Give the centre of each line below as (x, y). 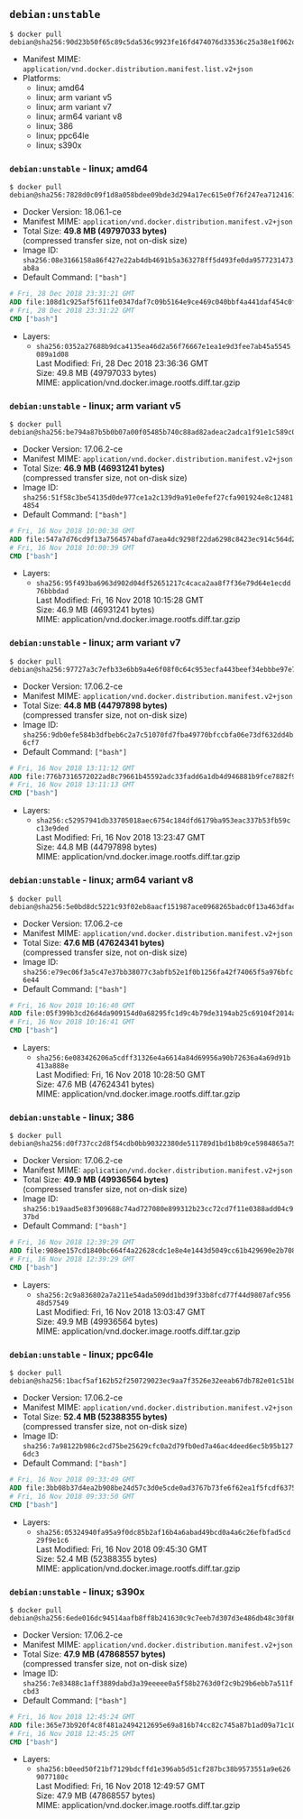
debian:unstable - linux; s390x (78, 1592)
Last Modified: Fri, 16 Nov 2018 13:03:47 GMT (120, 1311)
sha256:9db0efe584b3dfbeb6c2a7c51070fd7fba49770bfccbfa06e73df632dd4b (158, 735)
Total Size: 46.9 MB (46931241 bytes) (93, 468)
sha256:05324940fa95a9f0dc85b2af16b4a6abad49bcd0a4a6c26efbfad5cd (163, 1532)
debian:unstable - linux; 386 (72, 1116)
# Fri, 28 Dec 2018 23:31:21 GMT (72, 294)
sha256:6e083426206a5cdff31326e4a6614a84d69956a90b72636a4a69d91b (163, 1058)
